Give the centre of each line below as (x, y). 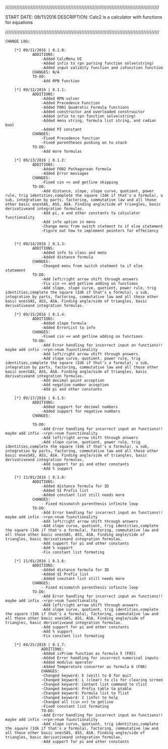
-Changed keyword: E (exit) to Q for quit (86, 676)
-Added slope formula (64, 323)
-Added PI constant (61, 129)
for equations (19, 22)
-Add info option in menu (68, 222)
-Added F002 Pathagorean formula (76, 169)
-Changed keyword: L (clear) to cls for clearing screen (102, 680)
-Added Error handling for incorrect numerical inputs (100, 658)
